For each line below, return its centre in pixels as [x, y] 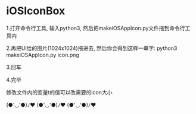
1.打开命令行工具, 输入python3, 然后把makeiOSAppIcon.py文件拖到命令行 [96, 28]
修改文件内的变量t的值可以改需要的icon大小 [59, 92]
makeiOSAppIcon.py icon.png [43, 55]
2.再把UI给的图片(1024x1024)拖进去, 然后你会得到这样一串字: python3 [92, 48]
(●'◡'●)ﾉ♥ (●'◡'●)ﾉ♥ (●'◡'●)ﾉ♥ [51, 104]
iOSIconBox [36, 11]
